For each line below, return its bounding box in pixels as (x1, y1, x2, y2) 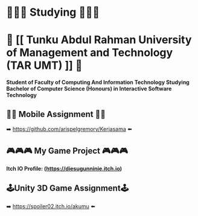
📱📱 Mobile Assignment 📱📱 (6, 109, 106, 119)
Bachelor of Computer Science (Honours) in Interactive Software (6, 85, 172, 92)
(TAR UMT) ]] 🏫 (6, 59, 83, 72)
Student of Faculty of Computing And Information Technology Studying (6, 78, 190, 86)
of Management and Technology (6, 46, 173, 60)
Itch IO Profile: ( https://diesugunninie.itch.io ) (6, 165, 123, 172)
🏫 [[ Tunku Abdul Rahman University (6, 33, 192, 47)
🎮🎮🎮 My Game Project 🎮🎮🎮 (6, 146, 129, 156)
